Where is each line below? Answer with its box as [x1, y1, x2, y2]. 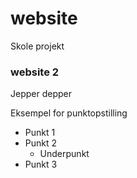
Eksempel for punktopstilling [10, 107, 128, 119]
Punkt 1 [24, 127, 56, 139]
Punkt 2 [24, 137, 58, 149]
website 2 [10, 65, 60, 79]
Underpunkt [39, 148, 90, 160]
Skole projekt [10, 40, 65, 52]
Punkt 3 [24, 158, 58, 171]
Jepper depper [10, 88, 72, 100]
